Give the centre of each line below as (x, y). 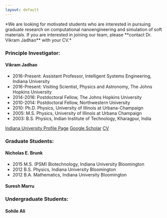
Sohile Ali (15, 211)
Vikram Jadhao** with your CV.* (38, 40)
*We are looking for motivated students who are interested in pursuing (78, 24)
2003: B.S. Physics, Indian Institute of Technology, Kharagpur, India (82, 118)
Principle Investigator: (33, 53)
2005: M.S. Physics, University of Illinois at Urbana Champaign (77, 113)
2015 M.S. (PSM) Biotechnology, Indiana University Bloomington (78, 164)
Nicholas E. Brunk (24, 153)
